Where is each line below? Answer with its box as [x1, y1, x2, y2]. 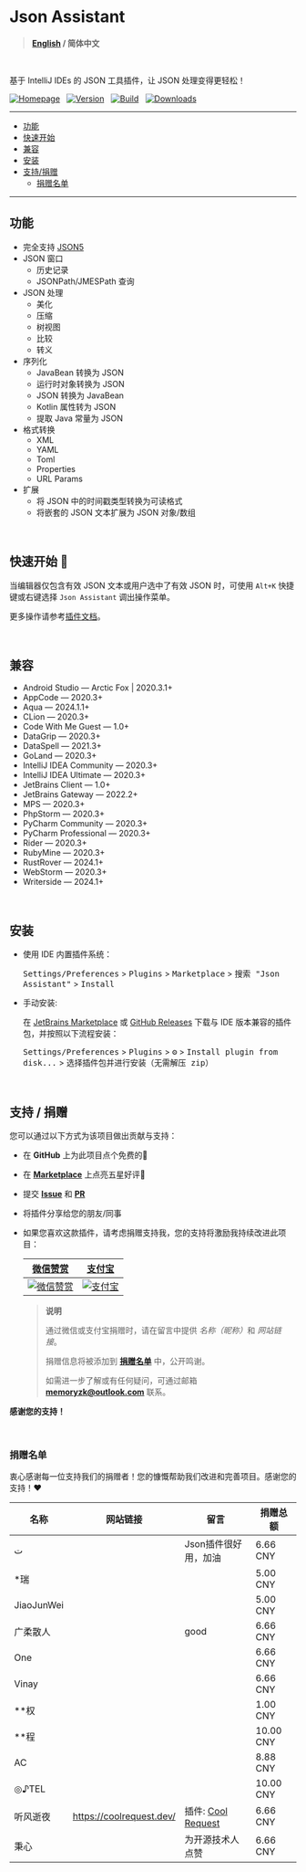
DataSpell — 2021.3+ [22, 741, 102, 752]
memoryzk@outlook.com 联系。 [45, 1386, 171, 1397]
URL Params [36, 473, 84, 484]
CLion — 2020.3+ [22, 711, 89, 722]
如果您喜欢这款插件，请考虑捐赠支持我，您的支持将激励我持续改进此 [22, 1227, 279, 1238]
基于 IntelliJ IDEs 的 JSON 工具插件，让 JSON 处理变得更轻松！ [9, 75, 246, 86]
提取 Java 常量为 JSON [36, 413, 123, 424]
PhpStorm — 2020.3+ [22, 808, 105, 819]
